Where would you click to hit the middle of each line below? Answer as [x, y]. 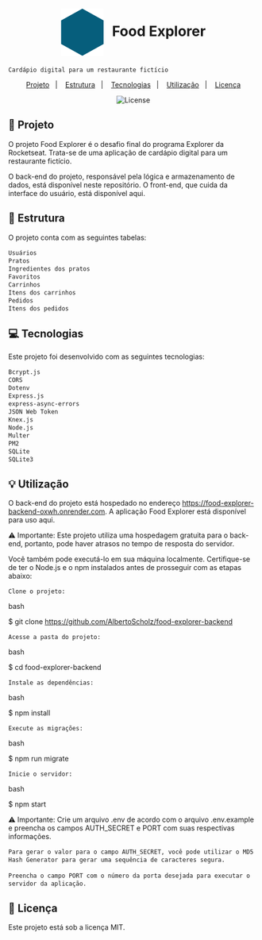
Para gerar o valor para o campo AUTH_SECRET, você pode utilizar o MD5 [131, 852]
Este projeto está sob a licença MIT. [67, 927]
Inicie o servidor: [40, 774]
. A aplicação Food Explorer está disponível [175, 511]
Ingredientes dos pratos [49, 269]
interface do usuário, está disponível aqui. [77, 193]
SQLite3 [21, 460]
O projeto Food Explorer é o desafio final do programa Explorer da [116, 144]
